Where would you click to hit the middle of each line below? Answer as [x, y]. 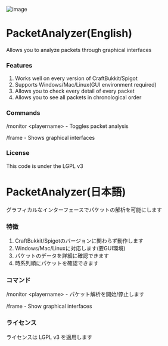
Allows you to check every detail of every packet [75, 91]
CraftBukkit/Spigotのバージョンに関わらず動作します [79, 241]
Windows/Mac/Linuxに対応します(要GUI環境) [70, 249]
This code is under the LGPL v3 [45, 166]
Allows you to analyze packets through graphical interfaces [79, 50]
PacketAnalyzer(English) [69, 33]
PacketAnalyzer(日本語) [66, 192]
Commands [23, 113]
